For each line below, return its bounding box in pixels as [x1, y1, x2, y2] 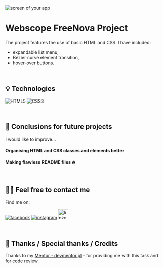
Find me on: [5, 199, 30, 205]
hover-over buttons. [12, 60, 55, 66]
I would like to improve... [5, 136, 56, 142]
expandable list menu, [12, 49, 59, 55]
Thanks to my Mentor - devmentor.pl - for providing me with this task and [5, 252, 158, 258]
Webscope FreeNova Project [5, 23, 128, 34]
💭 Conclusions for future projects [5, 122, 112, 131]
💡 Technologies [5, 84, 56, 93]
